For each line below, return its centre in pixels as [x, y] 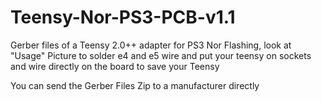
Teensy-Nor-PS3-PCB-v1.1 [123, 17]
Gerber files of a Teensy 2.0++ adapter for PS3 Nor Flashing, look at [151, 45]
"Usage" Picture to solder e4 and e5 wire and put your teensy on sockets [161, 55]
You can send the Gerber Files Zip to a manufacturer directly [135, 85]
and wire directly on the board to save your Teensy [115, 66]
